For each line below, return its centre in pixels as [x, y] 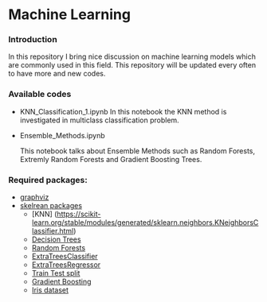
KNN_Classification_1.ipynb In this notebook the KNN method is [123, 111]
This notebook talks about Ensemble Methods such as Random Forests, [137, 151]
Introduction [33, 40]
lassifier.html [53, 231]
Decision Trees [56, 239]
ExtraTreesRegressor [66, 265]
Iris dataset [50, 290]
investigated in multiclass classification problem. [99, 120]
